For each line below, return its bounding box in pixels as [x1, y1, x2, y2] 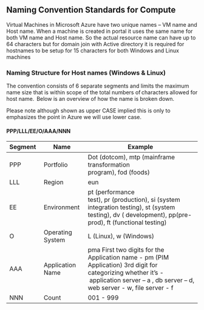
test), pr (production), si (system [87, 196, 180, 204]
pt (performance [87, 188, 135, 196]
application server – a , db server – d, [89, 276, 195, 284]
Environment [43, 203, 80, 212]
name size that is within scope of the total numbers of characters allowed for [6, 89, 198, 96]
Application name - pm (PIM [87, 253, 169, 262]
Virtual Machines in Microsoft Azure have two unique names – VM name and [6, 21, 197, 28]
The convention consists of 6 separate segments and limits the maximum [6, 82, 189, 90]
